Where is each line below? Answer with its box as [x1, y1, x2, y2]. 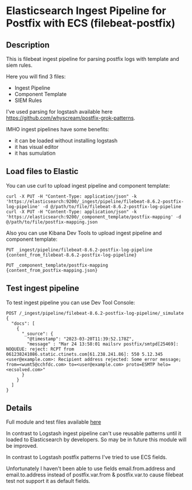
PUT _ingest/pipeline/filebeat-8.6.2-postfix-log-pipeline [6, 247, 153, 253]
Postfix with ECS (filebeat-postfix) [6, 16, 176, 30]
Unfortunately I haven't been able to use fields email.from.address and [6, 465, 176, 472]
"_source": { [21, 331, 54, 336]
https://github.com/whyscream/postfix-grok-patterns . [6, 114, 135, 121]
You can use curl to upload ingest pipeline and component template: [6, 182, 170, 189]
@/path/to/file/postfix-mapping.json [6, 219, 98, 225]
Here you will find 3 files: [6, 73, 66, 80]
